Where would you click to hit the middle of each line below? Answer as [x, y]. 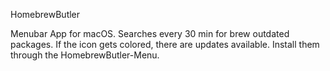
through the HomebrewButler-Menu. [85, 55]
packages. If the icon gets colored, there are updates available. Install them [165, 44]
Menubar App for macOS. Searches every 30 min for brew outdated [150, 33]
